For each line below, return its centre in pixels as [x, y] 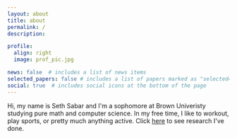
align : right [33, 53]
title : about [26, 21]
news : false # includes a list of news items [77, 72]
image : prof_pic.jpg [44, 60]
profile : [20, 47]
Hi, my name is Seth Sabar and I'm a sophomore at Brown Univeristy [107, 105]
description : [26, 34]
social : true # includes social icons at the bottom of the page [107, 86]
